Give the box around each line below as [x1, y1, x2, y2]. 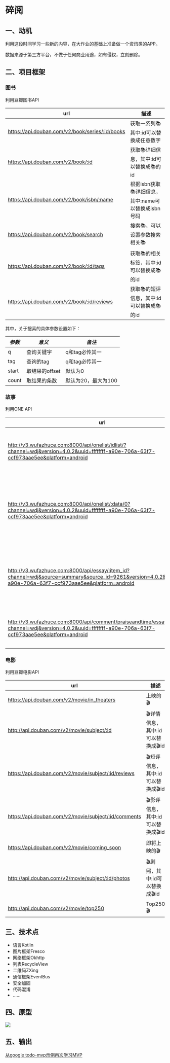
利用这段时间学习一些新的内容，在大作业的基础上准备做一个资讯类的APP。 [5, 41, 160, 47]
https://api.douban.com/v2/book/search [8, 231, 103, 238]
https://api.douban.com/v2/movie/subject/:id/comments [8, 813, 142, 820]
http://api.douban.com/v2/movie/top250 [8, 905, 105, 912]
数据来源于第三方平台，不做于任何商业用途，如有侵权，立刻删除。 [5, 52, 143, 57]
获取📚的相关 [130, 250, 161, 257]
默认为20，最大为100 [65, 377, 118, 384]
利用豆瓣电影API [5, 669, 39, 675]
